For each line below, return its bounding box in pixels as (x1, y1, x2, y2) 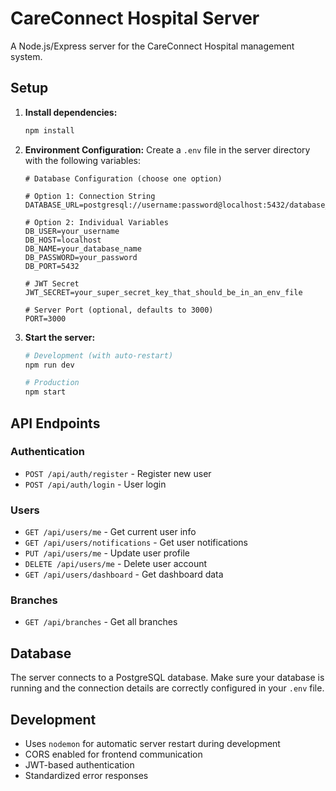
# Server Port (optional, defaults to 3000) (24, 305, 214, 315)
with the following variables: (24, 154, 141, 166)
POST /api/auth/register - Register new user (24, 467, 212, 479)
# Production (24, 378, 80, 388)
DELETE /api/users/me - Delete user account (24, 558, 208, 570)
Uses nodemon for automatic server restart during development (24, 738, 281, 750)
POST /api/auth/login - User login (24, 478, 167, 490)
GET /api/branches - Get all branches (24, 616, 178, 628)
